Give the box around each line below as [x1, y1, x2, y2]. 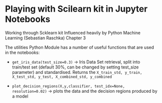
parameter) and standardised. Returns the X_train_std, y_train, [12, 69, 143, 75]
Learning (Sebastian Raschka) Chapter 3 [5, 35, 86, 41]
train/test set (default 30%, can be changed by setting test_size [12, 64, 139, 70]
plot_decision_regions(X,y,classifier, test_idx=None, [12, 84, 125, 88]
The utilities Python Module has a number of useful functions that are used [5, 44, 154, 50]
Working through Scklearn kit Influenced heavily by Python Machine [5, 30, 141, 35]
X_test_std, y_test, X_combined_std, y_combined [12, 74, 112, 79]
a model [12, 93, 29, 99]
